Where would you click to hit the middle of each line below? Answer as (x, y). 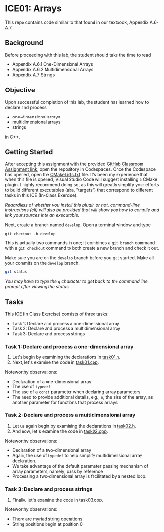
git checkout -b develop (30, 234)
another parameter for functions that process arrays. (65, 402)
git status (16, 272)
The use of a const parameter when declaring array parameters (76, 392)
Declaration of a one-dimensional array (52, 382)
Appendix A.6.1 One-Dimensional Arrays (52, 64)
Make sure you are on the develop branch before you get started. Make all (80, 258)
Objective (20, 90)
